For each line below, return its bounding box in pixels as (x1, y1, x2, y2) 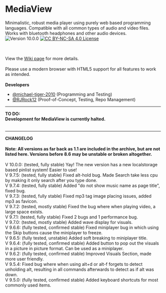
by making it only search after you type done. (5, 177, 98, 183)
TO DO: (5, 110, 21, 116)
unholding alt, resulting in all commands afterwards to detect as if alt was (5, 266, 154, 272)
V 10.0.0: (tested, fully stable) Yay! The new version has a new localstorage (5, 161, 158, 167)
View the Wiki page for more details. (5, 55, 79, 61)
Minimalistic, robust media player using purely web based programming (5, 20, 151, 26)
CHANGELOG (5, 135, 33, 141)
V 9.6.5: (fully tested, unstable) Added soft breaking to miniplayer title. (5, 235, 148, 241)
